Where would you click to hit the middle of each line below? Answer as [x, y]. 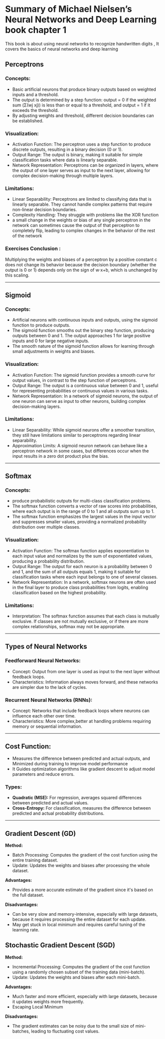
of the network [27, 236]
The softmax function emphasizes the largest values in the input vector [84, 517]
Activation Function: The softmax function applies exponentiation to [81, 550]
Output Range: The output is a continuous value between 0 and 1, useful [85, 385]
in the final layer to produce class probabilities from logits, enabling [80, 587]
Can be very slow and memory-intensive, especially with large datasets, [85, 914]
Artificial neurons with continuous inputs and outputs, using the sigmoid [85, 320]
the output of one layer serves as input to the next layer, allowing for [81, 170]
